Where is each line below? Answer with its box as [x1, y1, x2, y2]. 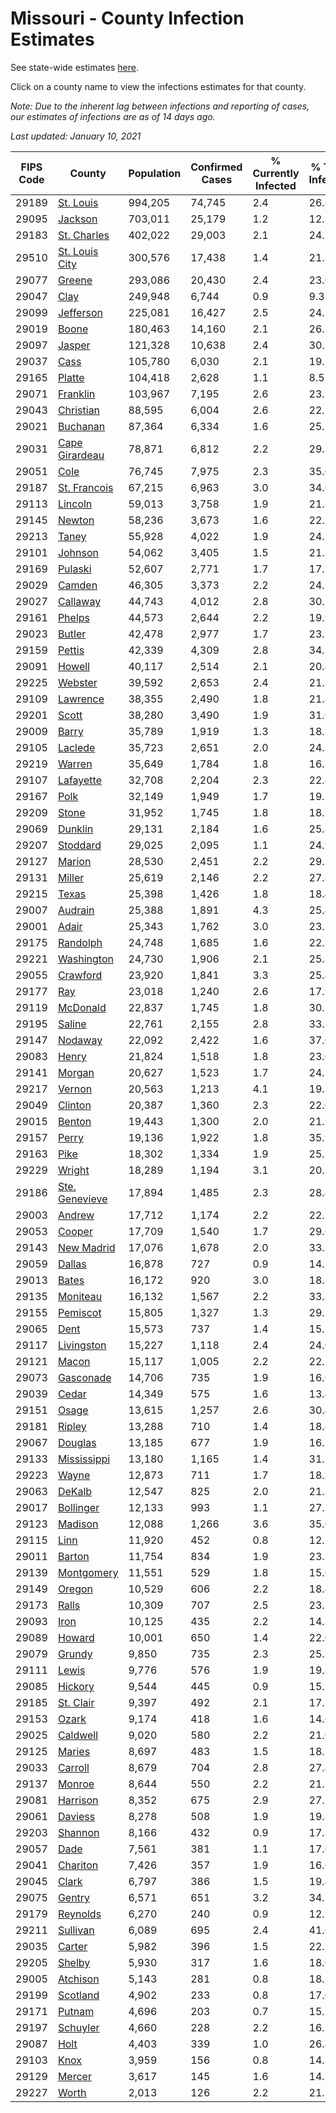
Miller [57, 870, 85, 884]
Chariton [57, 1858, 99, 1872]
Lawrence [57, 692, 105, 706]
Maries [57, 1744, 91, 1758]
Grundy [57, 1647, 93, 1661]
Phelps [57, 610, 90, 624]
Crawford [57, 968, 103, 982]
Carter [57, 1939, 88, 1953]
